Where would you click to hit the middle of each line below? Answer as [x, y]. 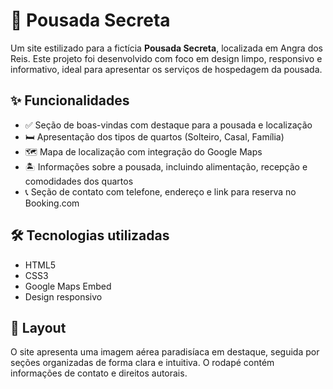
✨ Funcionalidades [70, 100]
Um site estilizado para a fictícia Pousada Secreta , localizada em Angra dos [166, 48]
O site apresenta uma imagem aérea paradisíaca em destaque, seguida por [165, 352]
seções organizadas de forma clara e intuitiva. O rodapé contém [142, 363]
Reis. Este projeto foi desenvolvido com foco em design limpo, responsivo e [166, 58]
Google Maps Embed [68, 286]
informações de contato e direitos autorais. [99, 373]
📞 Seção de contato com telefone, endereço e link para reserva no [160, 191]
